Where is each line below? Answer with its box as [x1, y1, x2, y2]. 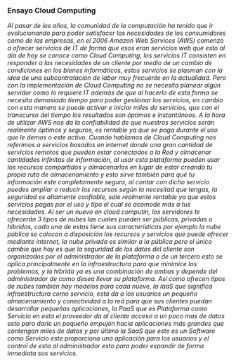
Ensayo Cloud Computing [7, 6, 96, 15]
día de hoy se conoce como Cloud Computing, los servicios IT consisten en [7, 51, 226, 60]
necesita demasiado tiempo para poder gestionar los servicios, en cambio [7, 96, 223, 104]
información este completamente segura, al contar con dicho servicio [7, 178, 209, 186]
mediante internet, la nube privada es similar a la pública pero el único [7, 238, 212, 246]
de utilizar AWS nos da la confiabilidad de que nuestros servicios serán [7, 118, 215, 127]
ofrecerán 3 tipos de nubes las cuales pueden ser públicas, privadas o [7, 215, 213, 224]
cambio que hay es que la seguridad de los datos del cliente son [7, 245, 195, 254]
